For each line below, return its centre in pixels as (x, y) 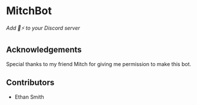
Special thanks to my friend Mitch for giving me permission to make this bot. (99, 64)
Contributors (30, 83)
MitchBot (29, 11)
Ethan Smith (29, 97)
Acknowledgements (44, 50)
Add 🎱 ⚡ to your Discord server (43, 28)
